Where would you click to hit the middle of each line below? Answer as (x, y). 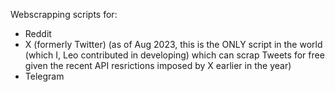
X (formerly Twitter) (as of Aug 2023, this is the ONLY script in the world (173, 44)
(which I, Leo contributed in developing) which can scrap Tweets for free (174, 55)
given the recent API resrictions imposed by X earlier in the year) (158, 65)
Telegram (44, 76)
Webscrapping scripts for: (64, 14)
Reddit (38, 33)
